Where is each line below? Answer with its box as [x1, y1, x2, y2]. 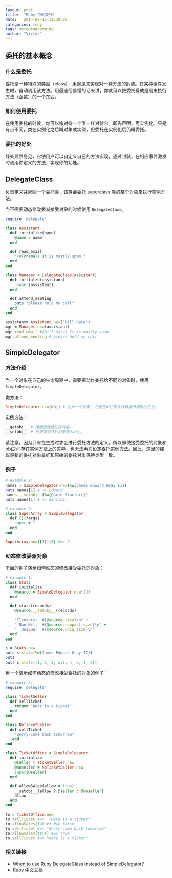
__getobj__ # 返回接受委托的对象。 [5, 425, 73, 430]
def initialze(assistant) [10, 277, 66, 282]
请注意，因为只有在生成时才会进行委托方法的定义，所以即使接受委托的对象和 [5, 439, 167, 445]
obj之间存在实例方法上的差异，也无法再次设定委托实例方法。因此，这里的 [5, 446, 160, 452]
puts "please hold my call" [14, 301, 74, 306]
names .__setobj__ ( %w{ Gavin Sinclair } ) [5, 492, 88, 497]
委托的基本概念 [5, 52, 53, 60]
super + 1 [14, 520, 36, 526]
